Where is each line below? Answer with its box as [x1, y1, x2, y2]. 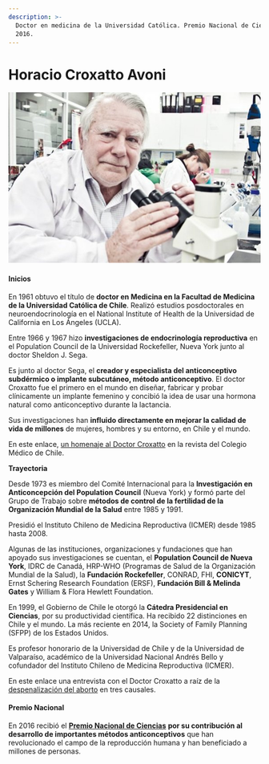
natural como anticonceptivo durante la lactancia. [8, 400, 172, 409]
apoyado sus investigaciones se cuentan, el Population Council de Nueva [8, 552, 253, 562]
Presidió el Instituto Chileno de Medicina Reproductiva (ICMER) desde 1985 [8, 520, 256, 530]
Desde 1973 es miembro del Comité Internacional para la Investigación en [8, 478, 253, 489]
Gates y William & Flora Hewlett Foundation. [8, 587, 154, 596]
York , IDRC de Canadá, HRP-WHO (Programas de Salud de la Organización [8, 561, 256, 571]
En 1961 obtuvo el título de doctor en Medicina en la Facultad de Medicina [8, 291, 255, 301]
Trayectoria [8, 463, 48, 473]
